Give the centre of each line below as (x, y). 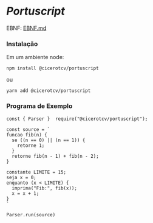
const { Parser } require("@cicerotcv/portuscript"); (77, 119)
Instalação (22, 44)
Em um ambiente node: (35, 57)
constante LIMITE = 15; (36, 172)
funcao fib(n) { (27, 135)
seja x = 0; (21, 177)
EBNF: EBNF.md (26, 28)
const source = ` (28, 129)
